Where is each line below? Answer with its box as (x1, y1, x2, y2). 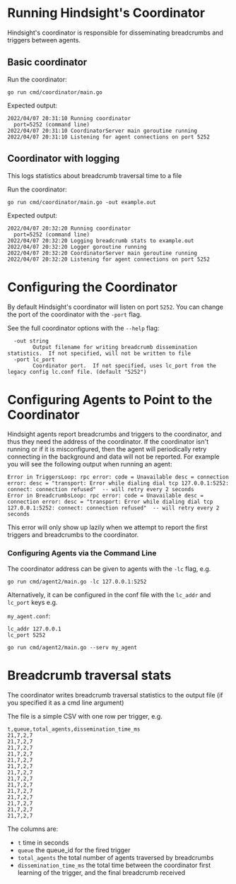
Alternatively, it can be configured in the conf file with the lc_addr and (7, 590, 211, 599)
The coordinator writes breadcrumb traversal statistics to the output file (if (7, 690, 223, 699)
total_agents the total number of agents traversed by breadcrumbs (17, 853, 214, 861)
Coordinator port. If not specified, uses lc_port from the (33, 362, 217, 369)
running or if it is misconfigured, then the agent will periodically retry (7, 445, 207, 454)
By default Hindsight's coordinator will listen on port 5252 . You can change (7, 302, 224, 311)
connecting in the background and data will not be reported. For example (7, 452, 220, 461)
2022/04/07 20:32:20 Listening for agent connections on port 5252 (7, 256, 211, 263)
